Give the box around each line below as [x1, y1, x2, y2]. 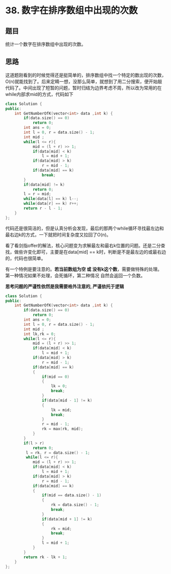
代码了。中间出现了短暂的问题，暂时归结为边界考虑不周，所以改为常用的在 [5, 85, 162, 91]
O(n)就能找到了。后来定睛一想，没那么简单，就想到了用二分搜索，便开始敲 [5, 78, 162, 84]
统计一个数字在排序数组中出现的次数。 [5, 41, 86, 47]
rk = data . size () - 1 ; [51, 503, 100, 508]
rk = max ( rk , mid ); [41, 426, 83, 432]
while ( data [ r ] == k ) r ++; [23, 201, 79, 206]
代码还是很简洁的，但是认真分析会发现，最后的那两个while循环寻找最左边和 [5, 225, 164, 231]
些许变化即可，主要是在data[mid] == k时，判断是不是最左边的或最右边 [18, 249, 166, 255]
